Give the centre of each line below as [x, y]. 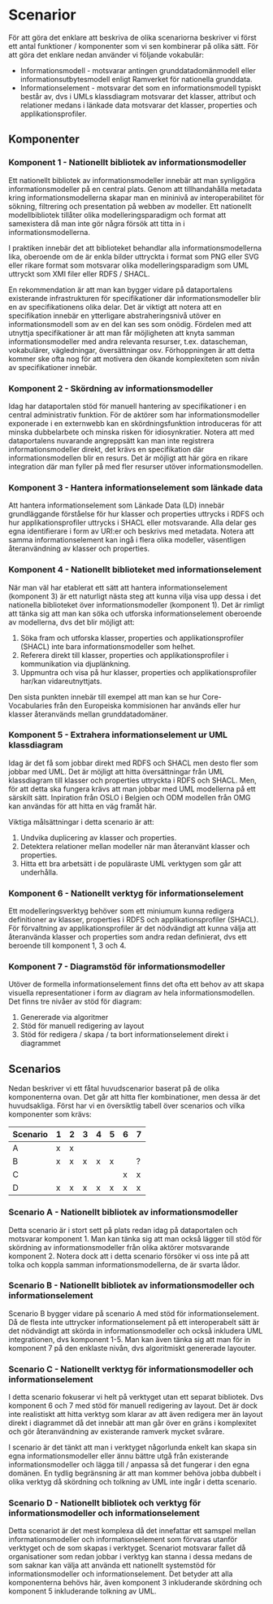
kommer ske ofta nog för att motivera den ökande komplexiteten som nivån [134, 359]
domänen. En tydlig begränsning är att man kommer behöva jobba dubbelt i [135, 1473]
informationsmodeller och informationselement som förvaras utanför [123, 1540]
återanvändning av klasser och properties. [79, 549]
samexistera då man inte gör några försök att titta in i [97, 223]
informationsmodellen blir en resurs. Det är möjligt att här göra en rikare [128, 458]
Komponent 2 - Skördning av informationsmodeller [111, 388]
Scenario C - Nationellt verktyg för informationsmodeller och [131, 1369]
